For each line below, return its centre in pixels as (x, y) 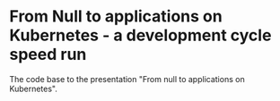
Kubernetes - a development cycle (140, 35)
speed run (48, 55)
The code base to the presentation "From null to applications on (127, 79)
